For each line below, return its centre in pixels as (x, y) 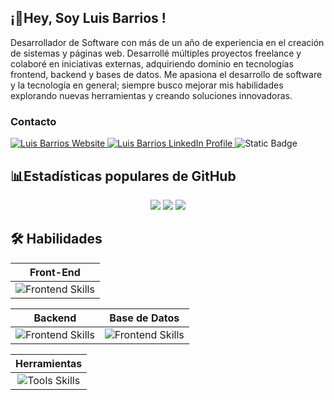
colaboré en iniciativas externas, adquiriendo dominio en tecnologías (152, 63)
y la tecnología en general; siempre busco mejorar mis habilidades (147, 85)
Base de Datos (144, 318)
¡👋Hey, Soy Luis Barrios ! (88, 18)
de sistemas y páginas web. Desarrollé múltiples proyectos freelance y (156, 53)
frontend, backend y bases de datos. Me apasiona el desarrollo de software (166, 74)
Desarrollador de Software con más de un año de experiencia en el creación (167, 42)
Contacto (33, 121)
